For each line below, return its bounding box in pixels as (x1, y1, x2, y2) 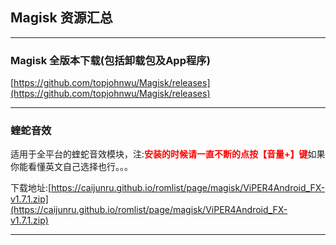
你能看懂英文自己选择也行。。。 (10, 161, 133, 173)
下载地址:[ (10, 182, 52, 194)
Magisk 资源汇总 (10, 9, 113, 27)
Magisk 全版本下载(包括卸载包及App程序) (10, 53, 211, 67)
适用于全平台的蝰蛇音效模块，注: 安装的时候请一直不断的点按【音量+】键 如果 (10, 148, 326, 160)
